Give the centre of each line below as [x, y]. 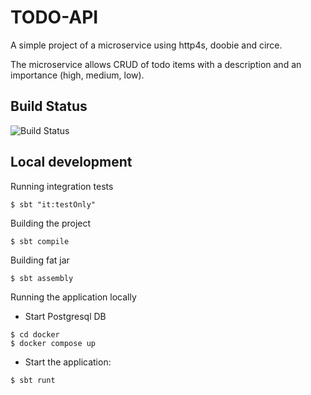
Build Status [49, 106]
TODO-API [54, 17]
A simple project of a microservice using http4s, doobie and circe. [146, 45]
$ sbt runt [33, 380]
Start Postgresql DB [65, 316]
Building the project [51, 223]
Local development [71, 162]
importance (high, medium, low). [77, 75]
